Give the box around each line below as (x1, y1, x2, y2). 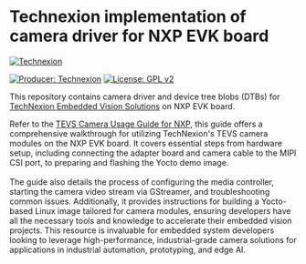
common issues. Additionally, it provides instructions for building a (9, 196, 259, 207)
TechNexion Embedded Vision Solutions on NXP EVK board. (9, 100, 236, 111)
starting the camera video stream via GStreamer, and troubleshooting (9, 186, 270, 197)
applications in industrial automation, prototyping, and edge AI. (9, 244, 247, 255)
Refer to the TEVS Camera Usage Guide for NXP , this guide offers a (9, 118, 263, 129)
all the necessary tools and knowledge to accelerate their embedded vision (9, 215, 292, 226)
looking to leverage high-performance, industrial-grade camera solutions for (9, 234, 297, 245)
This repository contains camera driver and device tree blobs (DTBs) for (9, 91, 280, 102)
